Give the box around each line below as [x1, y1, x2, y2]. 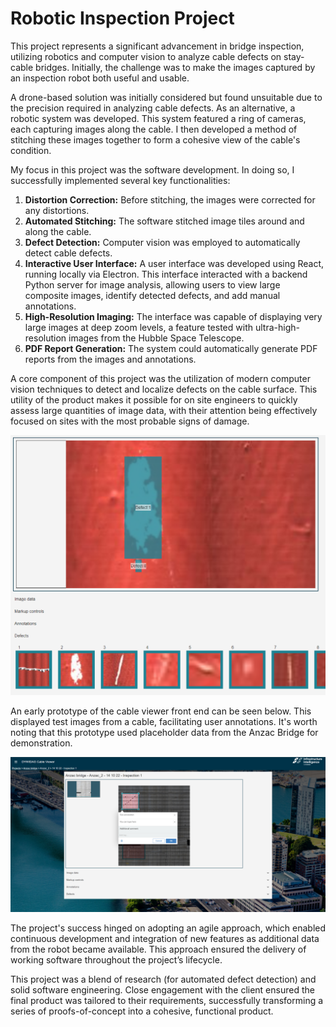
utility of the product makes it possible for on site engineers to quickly [10, 393, 298, 406]
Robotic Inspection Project [10, 7, 235, 30]
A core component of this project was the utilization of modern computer [10, 372, 311, 384]
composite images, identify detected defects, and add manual [24, 289, 281, 301]
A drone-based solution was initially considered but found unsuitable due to [10, 91, 323, 103]
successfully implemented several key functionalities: [10, 174, 231, 186]
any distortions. [24, 204, 90, 216]
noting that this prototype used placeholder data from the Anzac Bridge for [10, 726, 319, 738]
